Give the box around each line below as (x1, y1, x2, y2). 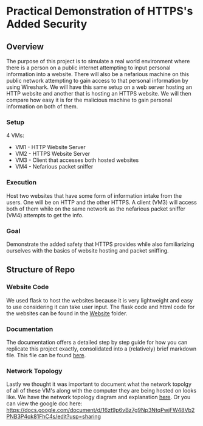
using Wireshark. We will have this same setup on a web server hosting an (6, 83, 193, 91)
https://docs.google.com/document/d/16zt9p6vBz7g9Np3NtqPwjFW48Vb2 (6, 407, 195, 414)
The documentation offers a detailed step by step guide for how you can (6, 338, 188, 346)
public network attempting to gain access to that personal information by (6, 77, 188, 84)
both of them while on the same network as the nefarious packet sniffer (6, 205, 185, 212)
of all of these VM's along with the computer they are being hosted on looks (6, 387, 196, 394)
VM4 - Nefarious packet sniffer (15, 163, 94, 170)
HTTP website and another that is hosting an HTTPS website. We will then (6, 90, 191, 97)
